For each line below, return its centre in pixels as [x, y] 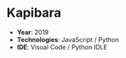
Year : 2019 [33, 32]
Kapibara [34, 13]
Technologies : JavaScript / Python [68, 39]
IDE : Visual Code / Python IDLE [62, 47]
